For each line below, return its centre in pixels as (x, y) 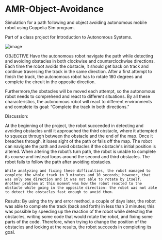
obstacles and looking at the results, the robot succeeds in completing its (78, 227)
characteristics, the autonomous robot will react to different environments (79, 101)
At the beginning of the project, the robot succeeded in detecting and (74, 126)
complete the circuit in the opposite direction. (50, 82)
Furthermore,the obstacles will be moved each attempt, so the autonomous (80, 91)
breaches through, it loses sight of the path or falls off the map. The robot (79, 141)
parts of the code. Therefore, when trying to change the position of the (76, 222)
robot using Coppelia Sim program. (40, 27)
